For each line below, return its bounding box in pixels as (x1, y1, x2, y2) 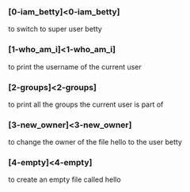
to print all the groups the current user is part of (8, 100, 164, 109)
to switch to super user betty (8, 24, 103, 34)
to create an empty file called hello (8, 175, 121, 184)
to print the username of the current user (8, 62, 142, 71)
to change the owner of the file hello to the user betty (8, 137, 182, 147)
